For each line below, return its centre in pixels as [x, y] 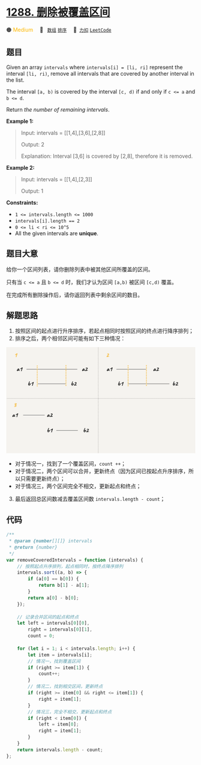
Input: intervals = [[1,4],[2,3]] [56, 179]
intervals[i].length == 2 [47, 221]
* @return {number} [33, 547]
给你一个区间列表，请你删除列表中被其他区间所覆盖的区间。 [80, 269]
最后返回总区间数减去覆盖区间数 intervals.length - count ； [90, 499]
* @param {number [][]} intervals [51, 541]
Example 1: [20, 121]
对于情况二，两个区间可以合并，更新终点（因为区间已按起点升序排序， [102, 471]
